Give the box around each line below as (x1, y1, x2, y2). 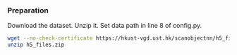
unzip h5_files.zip (7, 41, 65, 49)
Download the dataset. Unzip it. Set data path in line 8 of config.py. (7, 22, 202, 30)
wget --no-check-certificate (7, 35, 93, 42)
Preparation (7, 6, 49, 15)
